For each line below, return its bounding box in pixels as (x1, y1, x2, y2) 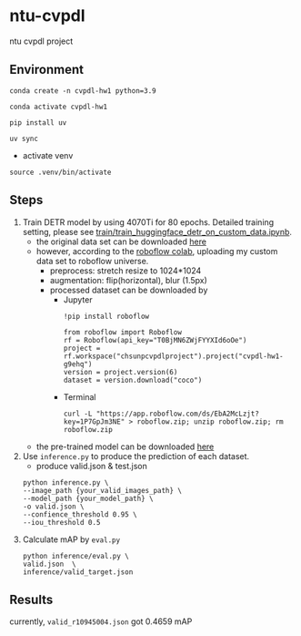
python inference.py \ (22, 477, 109, 487)
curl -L (63, 409, 93, 418)
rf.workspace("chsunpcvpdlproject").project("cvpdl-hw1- (63, 352, 284, 361)
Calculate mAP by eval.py (22, 534, 121, 545)
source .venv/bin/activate (9, 168, 112, 177)
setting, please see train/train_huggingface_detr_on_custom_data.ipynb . (22, 226, 293, 237)
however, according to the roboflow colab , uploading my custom (35, 245, 278, 256)
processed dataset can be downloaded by (49, 284, 208, 295)
